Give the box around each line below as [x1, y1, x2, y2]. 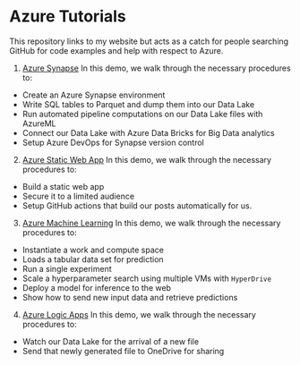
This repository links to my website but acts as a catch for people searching [9, 36, 289, 47]
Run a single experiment [21, 263, 112, 274]
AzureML [21, 118, 56, 129]
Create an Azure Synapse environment [21, 89, 166, 100]
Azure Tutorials [9, 6, 127, 27]
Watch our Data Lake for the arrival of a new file [21, 335, 200, 346]
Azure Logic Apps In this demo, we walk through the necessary [21, 309, 257, 319]
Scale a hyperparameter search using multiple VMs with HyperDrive [21, 273, 271, 284]
